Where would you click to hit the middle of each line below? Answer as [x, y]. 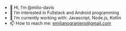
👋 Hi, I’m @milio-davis [32, 8]
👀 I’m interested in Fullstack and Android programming [64, 13]
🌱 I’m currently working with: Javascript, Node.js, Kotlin [65, 18]
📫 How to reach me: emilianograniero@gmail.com [60, 23]
